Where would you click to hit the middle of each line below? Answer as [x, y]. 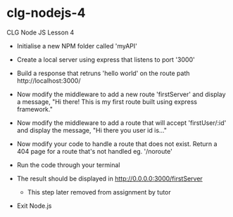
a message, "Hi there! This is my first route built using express [107, 101]
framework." [35, 109]
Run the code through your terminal [68, 165]
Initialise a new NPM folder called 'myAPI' [77, 46]
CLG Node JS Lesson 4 [40, 32]
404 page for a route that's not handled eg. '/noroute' [95, 151]
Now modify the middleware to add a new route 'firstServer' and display [121, 94]
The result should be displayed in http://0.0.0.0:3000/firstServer [110, 178]
